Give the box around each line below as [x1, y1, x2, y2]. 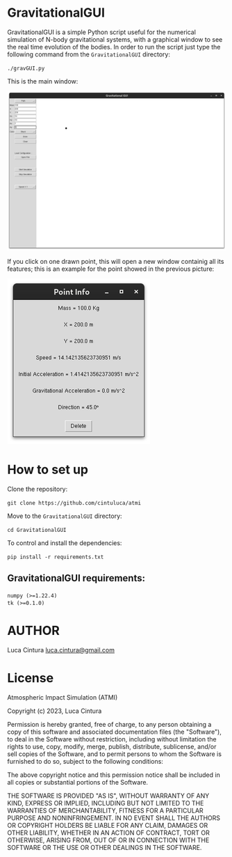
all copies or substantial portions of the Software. [7, 778, 148, 786]
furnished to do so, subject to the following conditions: [7, 757, 163, 765]
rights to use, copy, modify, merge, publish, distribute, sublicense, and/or [7, 742, 217, 750]
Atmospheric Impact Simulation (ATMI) [7, 693, 118, 701]
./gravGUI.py [7, 65, 45, 72]
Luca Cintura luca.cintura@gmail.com [7, 645, 115, 654]
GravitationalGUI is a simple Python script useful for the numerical [7, 28, 197, 36]
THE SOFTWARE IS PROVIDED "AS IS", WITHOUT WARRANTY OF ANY [7, 792, 210, 800]
